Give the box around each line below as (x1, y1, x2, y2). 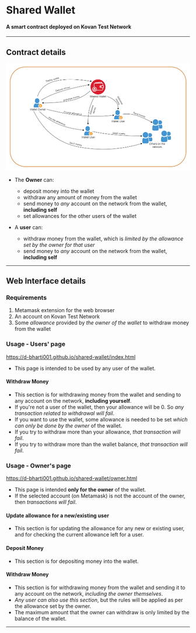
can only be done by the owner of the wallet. (14, 422, 123, 429)
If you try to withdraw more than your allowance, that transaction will (14, 428, 181, 435)
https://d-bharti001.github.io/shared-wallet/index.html (6, 353, 136, 360)
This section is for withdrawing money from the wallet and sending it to (14, 584, 185, 591)
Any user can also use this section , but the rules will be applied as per (14, 596, 183, 603)
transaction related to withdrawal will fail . (14, 410, 115, 417)
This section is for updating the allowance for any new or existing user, (14, 525, 185, 532)
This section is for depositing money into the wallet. (14, 558, 139, 565)
